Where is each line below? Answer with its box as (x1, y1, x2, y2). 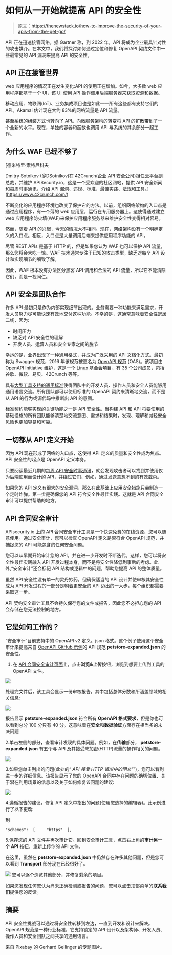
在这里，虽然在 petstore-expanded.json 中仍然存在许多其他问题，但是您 (5, 854, 160, 860)
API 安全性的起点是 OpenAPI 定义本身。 (5, 456, 89, 463)
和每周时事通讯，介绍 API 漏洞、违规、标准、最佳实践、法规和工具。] (5, 186, 149, 192)
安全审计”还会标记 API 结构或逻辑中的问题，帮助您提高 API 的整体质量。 (13, 565, 165, 571)
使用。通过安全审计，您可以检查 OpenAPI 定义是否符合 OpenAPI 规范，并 (9, 535, 164, 541)
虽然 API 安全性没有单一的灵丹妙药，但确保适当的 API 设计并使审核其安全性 (5, 576, 164, 582)
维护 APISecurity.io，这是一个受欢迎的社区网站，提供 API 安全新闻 (23, 179, 163, 185)
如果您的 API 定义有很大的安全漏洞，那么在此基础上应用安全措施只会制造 (5, 484, 159, 491)
